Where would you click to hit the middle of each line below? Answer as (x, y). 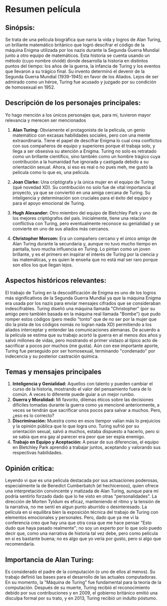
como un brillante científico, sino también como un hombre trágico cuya (86, 156)
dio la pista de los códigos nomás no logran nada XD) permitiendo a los (79, 324)
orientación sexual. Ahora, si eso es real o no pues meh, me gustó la (83, 167)
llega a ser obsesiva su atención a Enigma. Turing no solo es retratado (84, 151)
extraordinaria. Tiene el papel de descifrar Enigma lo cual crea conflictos (87, 140)
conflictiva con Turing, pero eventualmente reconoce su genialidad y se (86, 223)
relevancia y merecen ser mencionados (46, 120)
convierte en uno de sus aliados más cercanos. (61, 228)
